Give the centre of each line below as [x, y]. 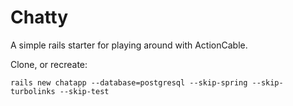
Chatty [39, 17]
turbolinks [33, 91]
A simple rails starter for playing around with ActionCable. [129, 45]
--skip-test [84, 91]
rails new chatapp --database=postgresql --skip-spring [129, 82]
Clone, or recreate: [49, 64]
